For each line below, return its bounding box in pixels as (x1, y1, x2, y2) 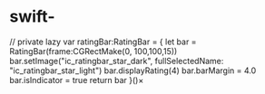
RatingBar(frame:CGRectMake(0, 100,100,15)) (9, 45, 178, 56)
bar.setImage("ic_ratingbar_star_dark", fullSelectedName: (9, 55, 224, 66)
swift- (9, 6, 55, 27)
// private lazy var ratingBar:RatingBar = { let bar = (9, 36, 197, 47)
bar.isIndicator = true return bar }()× (9, 74, 144, 85)
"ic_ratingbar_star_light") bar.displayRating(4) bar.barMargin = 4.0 (9, 65, 257, 76)
